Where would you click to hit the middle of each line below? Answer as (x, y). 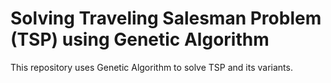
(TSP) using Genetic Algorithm (140, 39)
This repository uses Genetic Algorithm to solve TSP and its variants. (151, 67)
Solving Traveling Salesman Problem (166, 18)
